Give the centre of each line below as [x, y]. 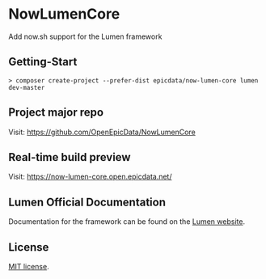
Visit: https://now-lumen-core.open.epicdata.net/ [90, 177]
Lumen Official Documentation [87, 202]
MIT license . [29, 266]
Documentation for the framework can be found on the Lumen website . [127, 222]
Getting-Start [43, 62]
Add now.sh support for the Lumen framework [85, 36]
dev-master [27, 87]
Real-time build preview [70, 157]
